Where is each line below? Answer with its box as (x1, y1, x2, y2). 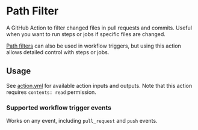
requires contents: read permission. (6, 88, 96, 96)
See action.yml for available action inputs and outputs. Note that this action (6, 82, 193, 89)
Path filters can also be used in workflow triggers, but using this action (6, 42, 182, 49)
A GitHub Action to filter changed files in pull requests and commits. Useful (6, 24, 193, 31)
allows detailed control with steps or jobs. (6, 48, 110, 55)
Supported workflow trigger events (6, 104, 111, 112)
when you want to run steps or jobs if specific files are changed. (6, 30, 166, 37)
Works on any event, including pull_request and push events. (6, 117, 158, 125)
